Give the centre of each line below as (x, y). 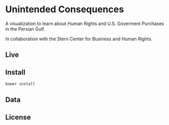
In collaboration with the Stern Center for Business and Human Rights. (79, 39)
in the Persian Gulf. (25, 29)
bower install (20, 84)
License (18, 117)
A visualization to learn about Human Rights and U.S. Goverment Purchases (85, 23)
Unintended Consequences (65, 9)
